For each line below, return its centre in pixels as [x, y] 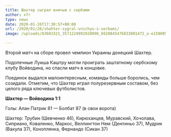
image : [12, 34]
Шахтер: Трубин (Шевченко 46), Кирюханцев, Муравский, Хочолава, [80, 118]
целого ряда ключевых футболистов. [46, 89]
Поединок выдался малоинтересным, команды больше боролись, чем [82, 78]
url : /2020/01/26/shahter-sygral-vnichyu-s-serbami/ [62, 29]
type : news [17, 19]
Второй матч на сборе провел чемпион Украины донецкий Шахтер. [79, 52]
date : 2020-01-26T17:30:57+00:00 [41, 24]
